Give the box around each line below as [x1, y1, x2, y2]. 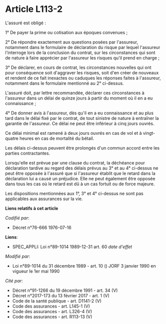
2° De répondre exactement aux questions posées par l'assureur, [5, 39, 138, 45]
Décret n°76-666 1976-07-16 [12, 224, 72, 230]
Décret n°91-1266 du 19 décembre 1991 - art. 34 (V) [12, 287, 118, 293]
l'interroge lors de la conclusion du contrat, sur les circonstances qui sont [5, 50, 156, 55]
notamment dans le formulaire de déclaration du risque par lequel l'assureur [5, 44, 161, 50]
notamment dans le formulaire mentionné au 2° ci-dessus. [5, 80, 124, 86]
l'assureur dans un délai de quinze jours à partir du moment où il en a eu [5, 95, 153, 101]
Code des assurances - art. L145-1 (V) [12, 303, 90, 309]
